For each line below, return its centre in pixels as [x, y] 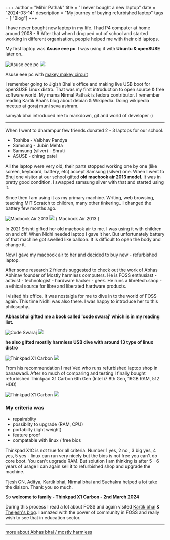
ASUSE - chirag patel [35, 156]
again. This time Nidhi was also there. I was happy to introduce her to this [82, 301]
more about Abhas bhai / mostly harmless [49, 532]
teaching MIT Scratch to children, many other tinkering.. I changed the [78, 203]
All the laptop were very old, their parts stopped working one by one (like [81, 166]
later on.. [14, 54]
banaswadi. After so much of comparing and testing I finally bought [75, 373]
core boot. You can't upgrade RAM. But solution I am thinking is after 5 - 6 [82, 461]
